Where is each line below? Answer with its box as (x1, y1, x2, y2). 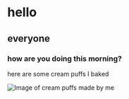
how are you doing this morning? (7, 54, 122, 64)
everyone (7, 33, 51, 45)
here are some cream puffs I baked (7, 69, 109, 78)
